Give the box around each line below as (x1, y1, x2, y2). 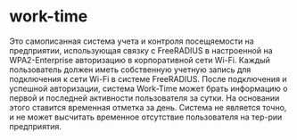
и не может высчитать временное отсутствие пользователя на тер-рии (9, 111, 283, 122)
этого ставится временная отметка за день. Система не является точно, (9, 102, 287, 112)
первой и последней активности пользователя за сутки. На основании (9, 92, 280, 103)
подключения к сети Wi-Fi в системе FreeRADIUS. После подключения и (9, 73, 287, 84)
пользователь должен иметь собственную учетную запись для (9, 64, 252, 75)
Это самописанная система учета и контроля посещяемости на (9, 36, 254, 46)
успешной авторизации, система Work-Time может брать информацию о (9, 83, 288, 94)
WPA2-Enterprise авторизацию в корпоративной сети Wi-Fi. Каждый (9, 54, 270, 65)
